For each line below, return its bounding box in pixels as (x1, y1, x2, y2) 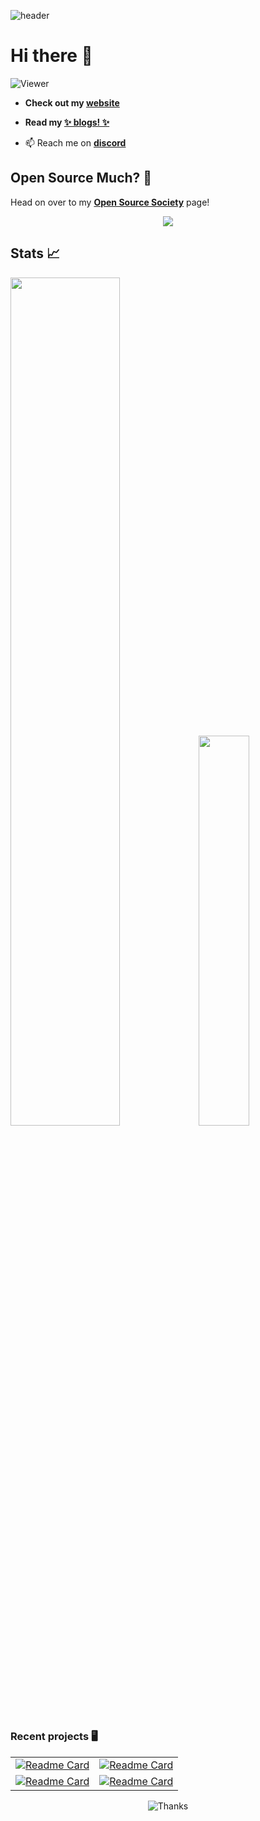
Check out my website (24, 96, 120, 109)
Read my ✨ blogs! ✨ (24, 116, 110, 128)
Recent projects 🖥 (10, 1730, 98, 1744)
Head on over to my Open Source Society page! (10, 196, 210, 208)
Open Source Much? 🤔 (10, 170, 153, 187)
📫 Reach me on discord (24, 136, 127, 149)
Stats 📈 (10, 245, 61, 262)
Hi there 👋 (10, 45, 93, 67)
